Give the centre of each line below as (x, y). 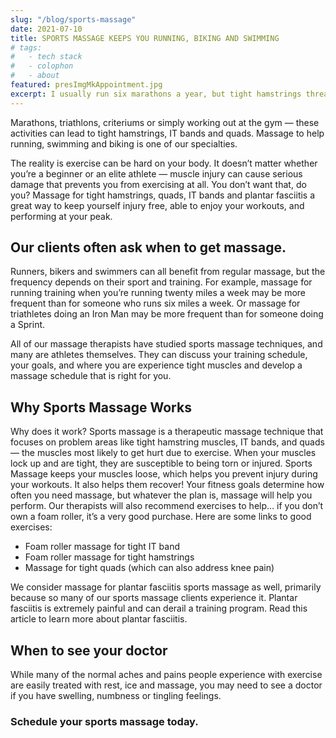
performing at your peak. (61, 216)
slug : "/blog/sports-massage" (73, 19)
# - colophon (42, 66)
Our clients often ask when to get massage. (148, 247)
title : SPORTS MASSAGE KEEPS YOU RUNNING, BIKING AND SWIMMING (145, 38)
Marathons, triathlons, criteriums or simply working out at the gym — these (165, 122)
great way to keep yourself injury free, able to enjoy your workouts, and (157, 205)
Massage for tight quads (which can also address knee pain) (149, 568)
